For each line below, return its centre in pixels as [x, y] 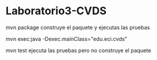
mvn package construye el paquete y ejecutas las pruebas [78, 27]
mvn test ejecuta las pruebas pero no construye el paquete [78, 50]
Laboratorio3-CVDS [56, 11]
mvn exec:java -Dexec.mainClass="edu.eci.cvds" [67, 39]
